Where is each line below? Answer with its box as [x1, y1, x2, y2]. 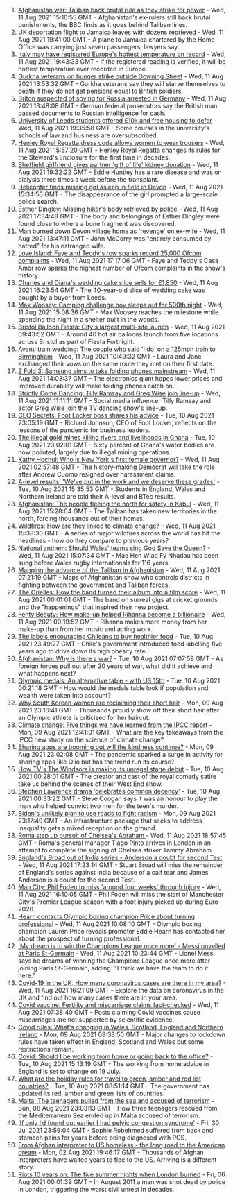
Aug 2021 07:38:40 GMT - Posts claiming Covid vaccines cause [17, 1009, 200, 1016]
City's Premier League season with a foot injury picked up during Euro [17, 898, 218, 906]
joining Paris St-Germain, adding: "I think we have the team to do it [17, 964, 209, 972]
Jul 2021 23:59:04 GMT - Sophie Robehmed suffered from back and [17, 1126, 214, 1134]
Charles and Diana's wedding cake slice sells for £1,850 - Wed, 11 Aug [17, 279, 218, 286]
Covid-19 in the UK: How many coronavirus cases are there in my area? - [17, 979, 227, 987]
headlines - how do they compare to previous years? [17, 537, 169, 545]
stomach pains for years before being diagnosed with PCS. [17, 1133, 187, 1142]
